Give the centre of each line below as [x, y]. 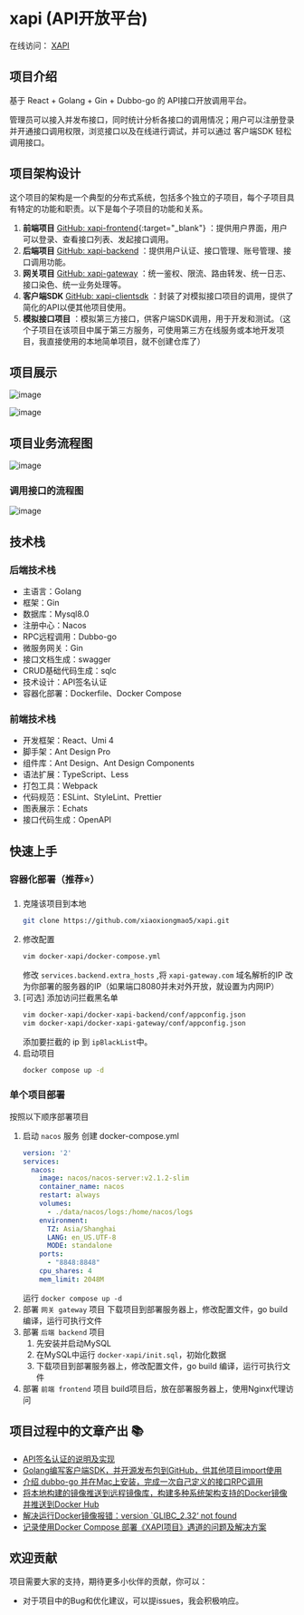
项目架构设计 [45, 174]
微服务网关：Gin [52, 648]
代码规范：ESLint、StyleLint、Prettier [92, 797]
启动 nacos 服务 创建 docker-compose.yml [100, 1135]
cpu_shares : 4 [66, 1271]
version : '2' [47, 1153]
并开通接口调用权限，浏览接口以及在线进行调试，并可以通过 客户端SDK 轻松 [151, 131]
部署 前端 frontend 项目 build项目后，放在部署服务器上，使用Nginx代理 [154, 1388]
